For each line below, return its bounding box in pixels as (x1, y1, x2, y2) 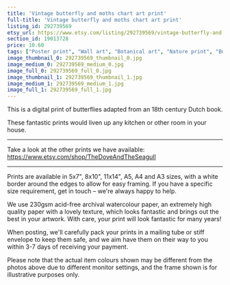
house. (7, 126, 27, 134)
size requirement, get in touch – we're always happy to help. (7, 187, 177, 195)
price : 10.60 (7, 42, 44, 49)
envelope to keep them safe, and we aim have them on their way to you (7, 236, 209, 244)
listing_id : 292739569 (7, 23, 72, 29)
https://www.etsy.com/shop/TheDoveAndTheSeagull (7, 153, 156, 161)
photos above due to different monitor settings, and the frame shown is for (7, 263, 218, 271)
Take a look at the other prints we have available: (7, 145, 145, 154)
